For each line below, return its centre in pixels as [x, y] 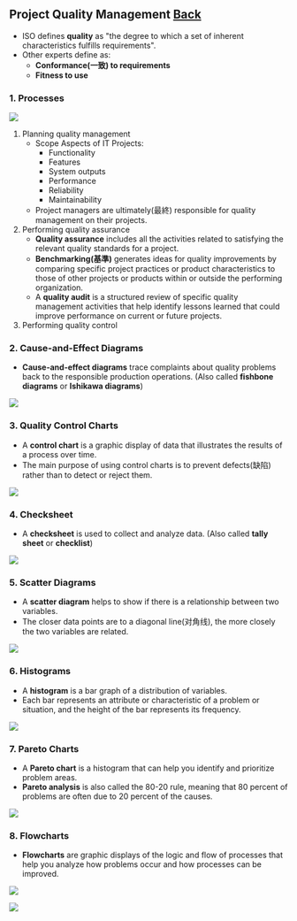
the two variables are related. [75, 632]
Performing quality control [69, 326]
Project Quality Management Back [105, 15]
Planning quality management [76, 134]
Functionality [72, 153]
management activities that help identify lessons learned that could [157, 307]
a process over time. [59, 454]
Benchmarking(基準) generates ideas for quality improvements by [156, 259]
